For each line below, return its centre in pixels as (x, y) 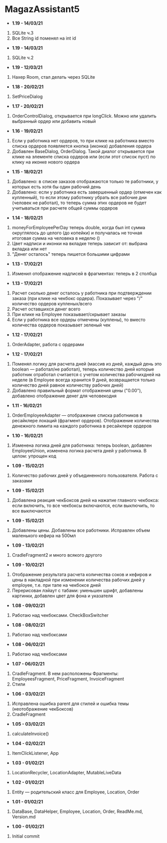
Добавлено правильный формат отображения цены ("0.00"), (77, 390)
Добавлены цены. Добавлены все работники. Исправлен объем (81, 530)
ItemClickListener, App (35, 753)
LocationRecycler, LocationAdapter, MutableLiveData (66, 772)
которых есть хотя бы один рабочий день (56, 187)
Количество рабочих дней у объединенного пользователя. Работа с (85, 475)
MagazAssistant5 (42, 9)
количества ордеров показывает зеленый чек (61, 325)
